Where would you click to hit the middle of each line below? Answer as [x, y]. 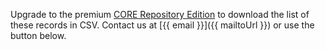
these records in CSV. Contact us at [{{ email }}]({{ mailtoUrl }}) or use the [162, 25]
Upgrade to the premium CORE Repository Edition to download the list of [160, 14]
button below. [38, 35]
